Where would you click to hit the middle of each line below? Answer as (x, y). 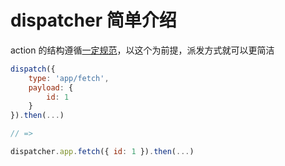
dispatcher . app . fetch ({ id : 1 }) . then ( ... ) (102, 152)
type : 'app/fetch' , (69, 78)
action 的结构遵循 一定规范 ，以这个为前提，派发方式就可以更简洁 (142, 50)
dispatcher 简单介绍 (93, 20)
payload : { (51, 87)
